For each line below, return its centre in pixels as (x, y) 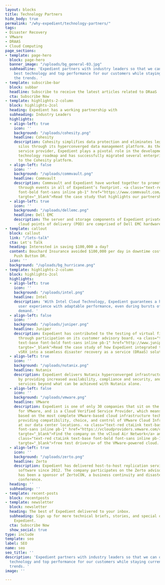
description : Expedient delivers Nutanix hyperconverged (73, 374)
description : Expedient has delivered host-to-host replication (81, 466)
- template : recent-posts (31, 493)
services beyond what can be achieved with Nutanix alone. (80, 384)
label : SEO (16, 544)
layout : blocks (21, 10)
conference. (30, 479)
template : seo (20, 539)
